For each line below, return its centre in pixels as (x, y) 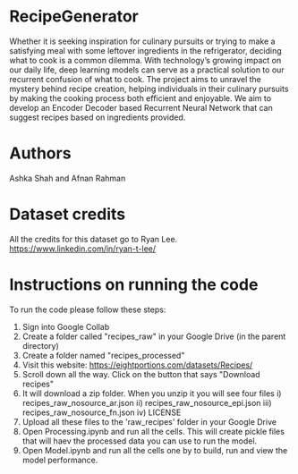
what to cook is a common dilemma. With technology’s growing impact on (145, 60)
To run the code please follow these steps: (88, 309)
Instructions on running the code (134, 284)
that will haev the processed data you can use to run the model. (140, 441)
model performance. (60, 460)
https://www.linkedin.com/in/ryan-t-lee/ (83, 249)
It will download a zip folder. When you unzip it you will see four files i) (152, 393)
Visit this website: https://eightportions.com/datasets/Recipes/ (137, 365)
